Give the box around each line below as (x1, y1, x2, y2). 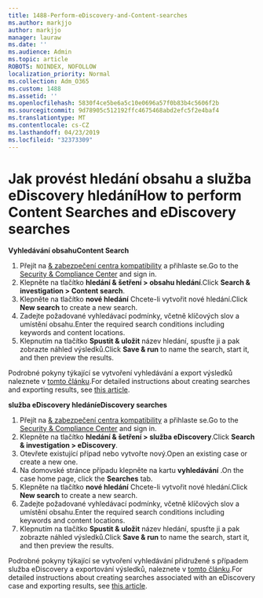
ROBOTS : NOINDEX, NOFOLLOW (8, 63, 97, 71)
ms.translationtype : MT (8, 114, 86, 122)
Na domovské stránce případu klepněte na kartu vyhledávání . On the (19, 466, 244, 475)
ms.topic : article (8, 56, 68, 64)
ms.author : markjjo (8, 19, 72, 27)
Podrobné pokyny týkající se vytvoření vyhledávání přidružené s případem (8, 556, 249, 566)
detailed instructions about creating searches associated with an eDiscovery (8, 573, 256, 582)
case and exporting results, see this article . (8, 581, 148, 591)
